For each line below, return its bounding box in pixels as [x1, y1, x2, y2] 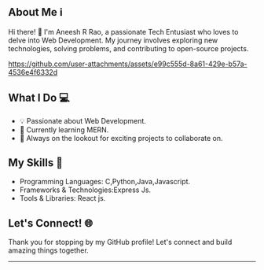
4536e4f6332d [8, 67, 58, 76]
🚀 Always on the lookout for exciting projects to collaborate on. [19, 133, 223, 142]
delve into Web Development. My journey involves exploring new [8, 35, 218, 45]
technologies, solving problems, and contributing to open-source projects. [8, 43, 249, 53]
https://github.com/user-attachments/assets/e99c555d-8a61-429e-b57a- [8, 59, 247, 68]
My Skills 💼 [8, 156, 63, 170]
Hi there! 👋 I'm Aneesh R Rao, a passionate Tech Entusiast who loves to [8, 27, 239, 36]
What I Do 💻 [8, 91, 71, 105]
